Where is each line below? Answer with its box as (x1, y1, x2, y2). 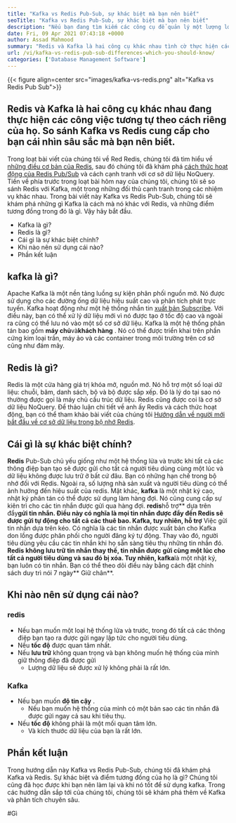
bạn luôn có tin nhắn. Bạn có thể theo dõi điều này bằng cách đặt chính (7, 561, 214, 569)
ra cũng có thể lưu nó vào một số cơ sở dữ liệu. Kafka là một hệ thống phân (7, 319, 225, 327)
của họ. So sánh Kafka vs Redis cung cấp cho (7, 125, 210, 137)
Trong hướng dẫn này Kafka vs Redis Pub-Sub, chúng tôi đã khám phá (7, 765, 211, 774)
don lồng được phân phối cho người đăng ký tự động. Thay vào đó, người (7, 532, 218, 539)
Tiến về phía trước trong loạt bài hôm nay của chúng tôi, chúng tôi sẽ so (7, 177, 216, 185)
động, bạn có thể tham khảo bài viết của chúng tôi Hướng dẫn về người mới (7, 410, 225, 419)
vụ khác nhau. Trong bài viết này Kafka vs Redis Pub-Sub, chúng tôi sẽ (7, 192, 213, 200)
